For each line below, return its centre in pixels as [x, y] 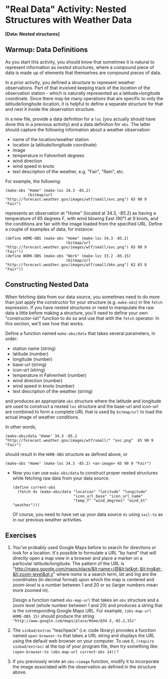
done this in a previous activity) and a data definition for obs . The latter [78, 124]
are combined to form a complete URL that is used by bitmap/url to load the [84, 412]
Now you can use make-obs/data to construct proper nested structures [85, 472]
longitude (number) [32, 359]
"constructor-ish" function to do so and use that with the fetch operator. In [82, 318]
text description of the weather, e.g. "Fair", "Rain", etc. [68, 171]
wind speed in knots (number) [43, 386]
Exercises [21, 535]
